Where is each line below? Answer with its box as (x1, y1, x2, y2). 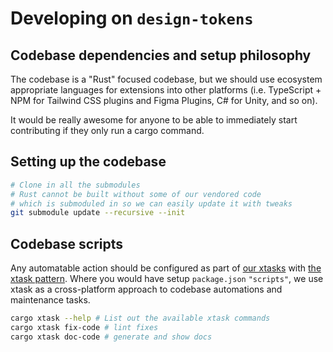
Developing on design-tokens (10, 7, 254, 30)
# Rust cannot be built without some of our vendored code (10, 189, 262, 199)
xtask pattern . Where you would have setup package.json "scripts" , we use (10, 273, 324, 285)
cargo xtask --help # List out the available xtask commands (10, 313, 271, 324)
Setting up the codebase (10, 153, 167, 171)
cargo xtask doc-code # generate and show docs (10, 332, 213, 342)
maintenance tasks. (10, 294, 91, 306)
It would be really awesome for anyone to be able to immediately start (10, 114, 298, 126)
